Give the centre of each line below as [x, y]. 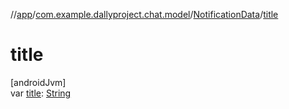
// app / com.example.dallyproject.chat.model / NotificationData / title [144, 14]
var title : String [41, 93]
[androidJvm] [38, 82]
